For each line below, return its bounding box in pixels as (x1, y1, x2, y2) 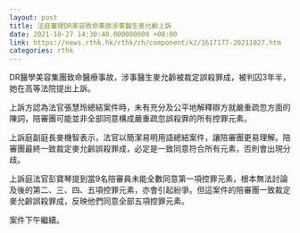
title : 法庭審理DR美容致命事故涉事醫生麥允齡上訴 (9, 21, 172, 30)
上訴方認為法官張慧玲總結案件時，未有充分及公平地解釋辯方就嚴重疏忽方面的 (9, 102, 291, 112)
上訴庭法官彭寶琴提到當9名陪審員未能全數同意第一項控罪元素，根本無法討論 (9, 173, 288, 184)
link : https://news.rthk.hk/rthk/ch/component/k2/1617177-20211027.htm (9, 37, 281, 47)
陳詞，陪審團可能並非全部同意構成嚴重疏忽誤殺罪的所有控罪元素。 (9, 113, 252, 124)
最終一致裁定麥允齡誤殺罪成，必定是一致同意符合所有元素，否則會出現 (24, 144, 283, 154)
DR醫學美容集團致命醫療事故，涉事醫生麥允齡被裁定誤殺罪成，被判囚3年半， (9, 72, 291, 83)
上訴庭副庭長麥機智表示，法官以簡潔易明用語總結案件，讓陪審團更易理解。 (9, 132, 283, 143)
